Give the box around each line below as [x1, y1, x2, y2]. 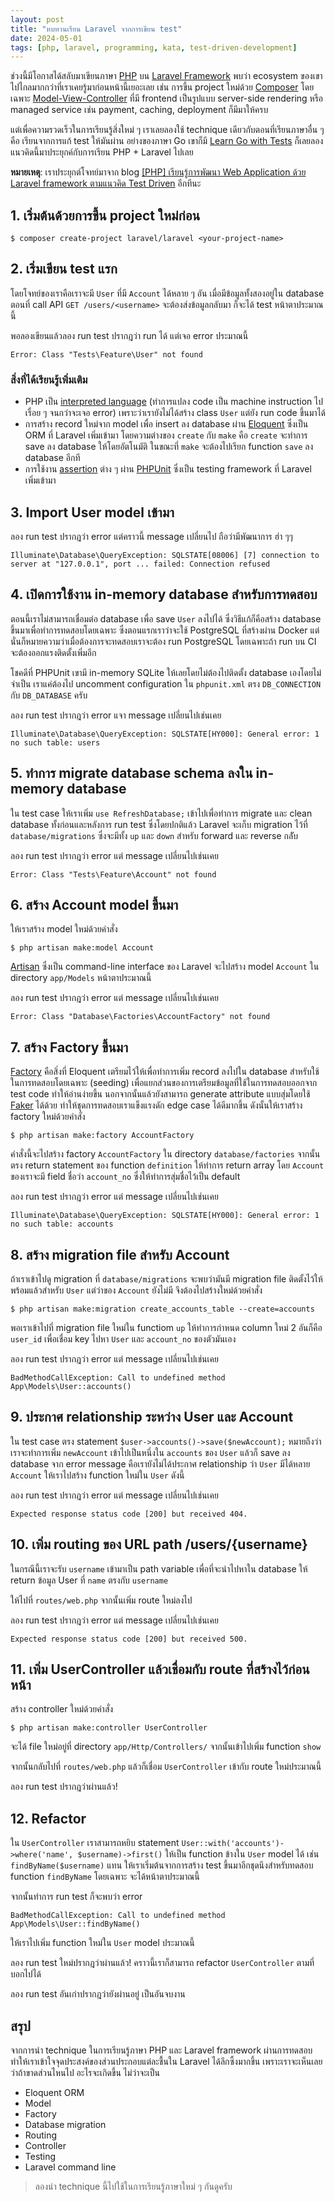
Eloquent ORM [24, 2087, 85, 2099]
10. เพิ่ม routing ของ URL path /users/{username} [10, 1536, 308, 1553]
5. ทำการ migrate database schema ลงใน [10, 765, 253, 782]
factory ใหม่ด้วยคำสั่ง [10, 1111, 86, 1123]
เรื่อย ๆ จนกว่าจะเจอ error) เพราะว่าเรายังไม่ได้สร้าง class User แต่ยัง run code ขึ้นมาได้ [24, 407, 327, 419]
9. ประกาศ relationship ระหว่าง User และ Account [10, 1409, 294, 1426]
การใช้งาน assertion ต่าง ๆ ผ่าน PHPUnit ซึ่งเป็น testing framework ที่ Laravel [24, 463, 312, 475]
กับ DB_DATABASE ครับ [10, 689, 88, 701]
